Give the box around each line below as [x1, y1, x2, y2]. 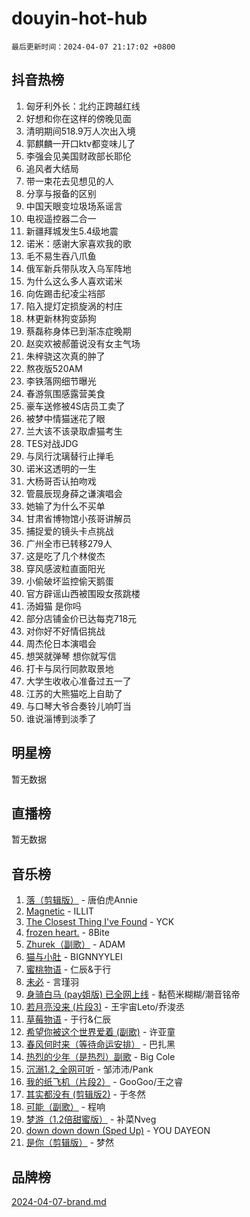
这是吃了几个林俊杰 [25, 550, 106, 562]
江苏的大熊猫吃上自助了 [25, 687, 123, 699]
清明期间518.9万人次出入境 [25, 125, 136, 137]
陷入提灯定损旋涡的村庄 [25, 300, 123, 312]
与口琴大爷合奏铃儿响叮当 [25, 700, 132, 712]
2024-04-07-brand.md [11, 1196, 107, 1207]
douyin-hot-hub [11, 7, 148, 30]
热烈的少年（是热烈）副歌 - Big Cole [25, 1051, 176, 1063]
